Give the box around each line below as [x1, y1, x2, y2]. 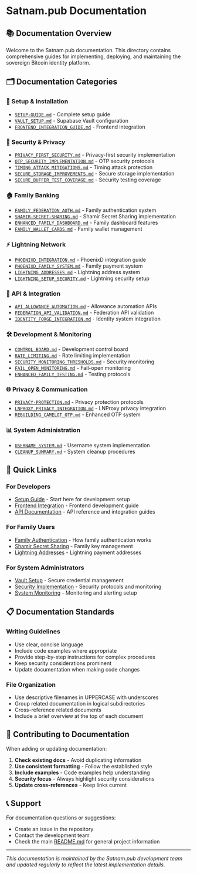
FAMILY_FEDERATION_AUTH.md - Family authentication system [14, 207, 157, 214]
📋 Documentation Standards [6, 607, 114, 617]
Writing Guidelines [6, 627, 60, 636]
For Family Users [6, 523, 55, 531]
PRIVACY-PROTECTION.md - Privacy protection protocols [14, 399, 144, 406]
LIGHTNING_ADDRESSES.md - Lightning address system [14, 268, 141, 275]
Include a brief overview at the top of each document [14, 713, 144, 720]
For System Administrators [6, 563, 84, 572]
